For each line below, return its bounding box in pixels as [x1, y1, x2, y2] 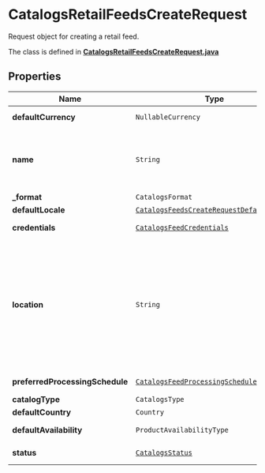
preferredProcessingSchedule [12, 376, 129, 387]
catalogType [12, 393, 61, 404]
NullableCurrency [135, 112, 201, 122]
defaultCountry [12, 407, 72, 418]
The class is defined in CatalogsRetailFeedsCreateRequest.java [8, 47, 219, 56]
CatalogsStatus [135, 448, 193, 457]
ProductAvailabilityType [135, 425, 229, 434]
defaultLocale [12, 204, 65, 215]
